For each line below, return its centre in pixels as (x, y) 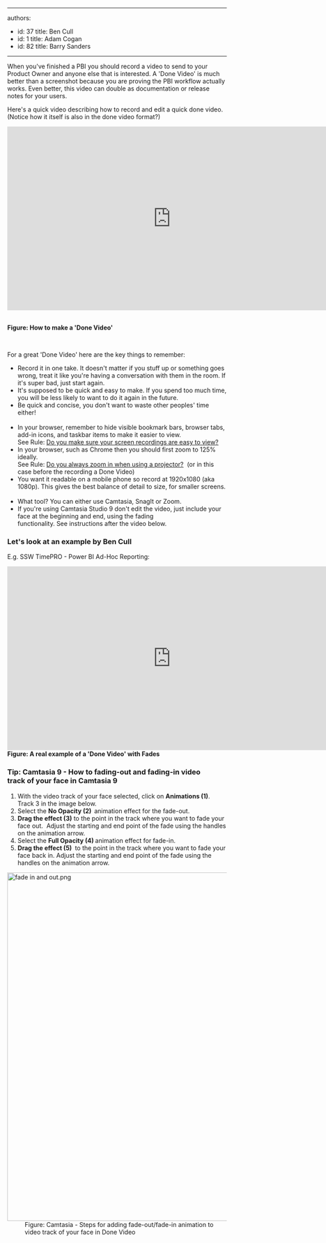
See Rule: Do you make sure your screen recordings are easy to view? (118, 442)
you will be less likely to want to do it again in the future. (98, 397)
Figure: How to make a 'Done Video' (60, 327)
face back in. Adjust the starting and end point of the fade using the (115, 855)
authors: (19, 18)
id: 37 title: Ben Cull (45, 31)
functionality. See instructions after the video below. (92, 524)
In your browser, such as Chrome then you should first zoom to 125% (116, 449)
